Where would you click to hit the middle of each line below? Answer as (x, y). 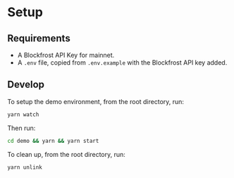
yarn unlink (25, 167)
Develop (26, 85)
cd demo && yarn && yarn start (53, 141)
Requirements (39, 38)
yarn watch (23, 114)
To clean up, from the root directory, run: (66, 154)
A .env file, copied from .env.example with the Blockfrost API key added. (122, 63)
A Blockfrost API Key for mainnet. (66, 55)
